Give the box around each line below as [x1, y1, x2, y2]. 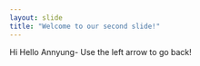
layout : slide [9, 13, 64, 23]
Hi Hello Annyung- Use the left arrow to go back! [9, 46, 193, 57]
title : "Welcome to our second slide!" [9, 22, 161, 31]
